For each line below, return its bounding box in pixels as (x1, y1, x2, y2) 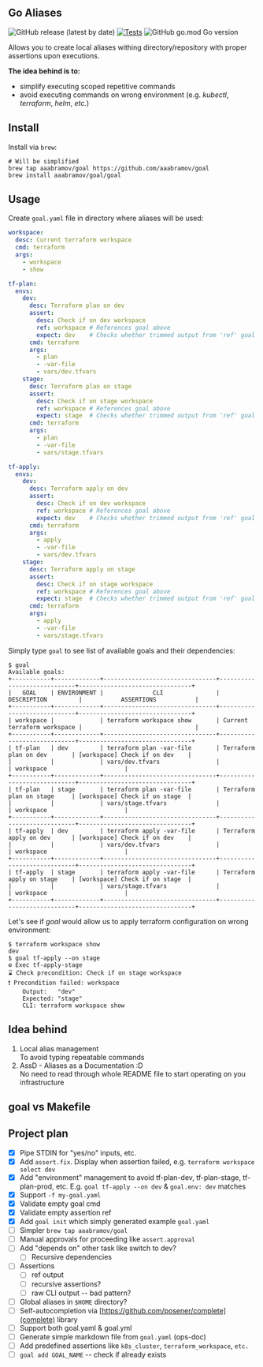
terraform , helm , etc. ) (19, 98, 90, 107)
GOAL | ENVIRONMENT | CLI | (22, 688, 220, 697)
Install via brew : (8, 142, 57, 152)
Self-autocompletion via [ (19, 1305, 102, 1315)
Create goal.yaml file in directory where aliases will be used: (8, 213, 204, 223)
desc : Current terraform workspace (15, 236, 132, 244)
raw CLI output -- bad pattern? (31, 1288, 131, 1298)
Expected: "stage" (22, 994, 83, 1002)
